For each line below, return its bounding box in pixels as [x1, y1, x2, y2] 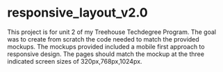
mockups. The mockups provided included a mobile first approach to [7, 42, 205, 51]
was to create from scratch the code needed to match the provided [7, 35, 199, 43]
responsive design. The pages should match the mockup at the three [7, 50, 205, 58]
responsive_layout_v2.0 [7, 5, 148, 21]
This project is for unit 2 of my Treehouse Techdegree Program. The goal [7, 28, 217, 36]
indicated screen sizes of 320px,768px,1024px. [7, 57, 142, 65]
